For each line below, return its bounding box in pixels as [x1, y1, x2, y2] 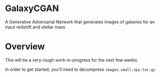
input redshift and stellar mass [5, 24, 65, 30]
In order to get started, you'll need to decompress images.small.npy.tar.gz [5, 66, 156, 72]
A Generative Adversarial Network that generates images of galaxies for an [5, 19, 155, 25]
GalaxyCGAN [5, 3, 59, 14]
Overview [5, 41, 45, 52]
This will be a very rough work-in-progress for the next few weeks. [5, 57, 139, 63]
